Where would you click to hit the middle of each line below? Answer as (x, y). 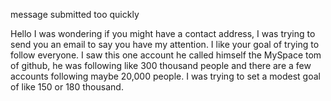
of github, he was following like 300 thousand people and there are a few (161, 65)
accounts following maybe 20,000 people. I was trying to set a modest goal (165, 76)
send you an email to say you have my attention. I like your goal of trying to (165, 44)
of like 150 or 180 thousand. (67, 87)
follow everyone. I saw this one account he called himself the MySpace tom (166, 55)
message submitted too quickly (75, 14)
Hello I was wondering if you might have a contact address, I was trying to (163, 33)
